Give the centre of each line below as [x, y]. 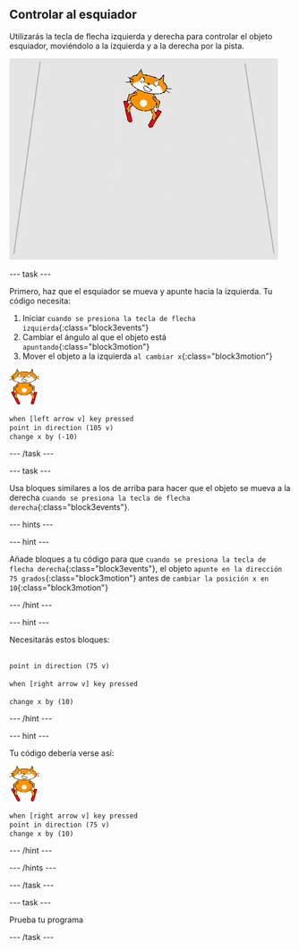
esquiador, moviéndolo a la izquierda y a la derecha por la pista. [127, 46]
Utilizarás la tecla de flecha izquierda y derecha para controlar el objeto [141, 36]
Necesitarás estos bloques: [60, 640]
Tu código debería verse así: [62, 753]
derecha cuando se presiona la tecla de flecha [100, 497]
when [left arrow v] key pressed [72, 419]
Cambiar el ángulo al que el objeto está [94, 337]
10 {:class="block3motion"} [59, 587]
